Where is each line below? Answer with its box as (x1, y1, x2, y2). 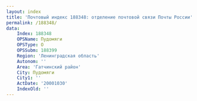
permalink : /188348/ (6, 20, 58, 26)
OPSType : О (17, 42, 44, 48)
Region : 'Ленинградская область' (17, 53, 100, 59)
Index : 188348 (17, 31, 52, 37)
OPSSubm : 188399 (17, 48, 58, 53)
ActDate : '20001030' (17, 81, 68, 87)
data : (6, 25, 20, 31)
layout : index (6, 8, 42, 15)
